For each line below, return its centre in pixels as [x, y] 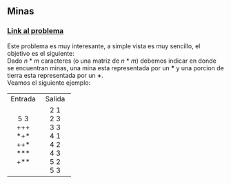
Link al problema [36, 31]
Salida [55, 99]
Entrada [23, 99]
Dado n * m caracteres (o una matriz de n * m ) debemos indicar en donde [112, 61]
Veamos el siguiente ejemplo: [49, 83]
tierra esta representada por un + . [55, 75]
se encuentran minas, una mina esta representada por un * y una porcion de [115, 68]
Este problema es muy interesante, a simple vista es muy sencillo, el [104, 46]
